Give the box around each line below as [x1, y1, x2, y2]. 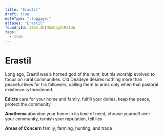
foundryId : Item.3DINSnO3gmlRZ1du [5, 25, 76, 30]
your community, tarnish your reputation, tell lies [5, 116, 102, 121]
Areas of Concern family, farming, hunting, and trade [5, 125, 112, 131]
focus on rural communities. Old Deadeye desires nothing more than [5, 76, 143, 82]
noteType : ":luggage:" [5, 16, 51, 21]
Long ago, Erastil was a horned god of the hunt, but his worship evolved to [5, 71, 155, 77]
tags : [5, 30, 16, 34]
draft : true [5, 12, 29, 17]
